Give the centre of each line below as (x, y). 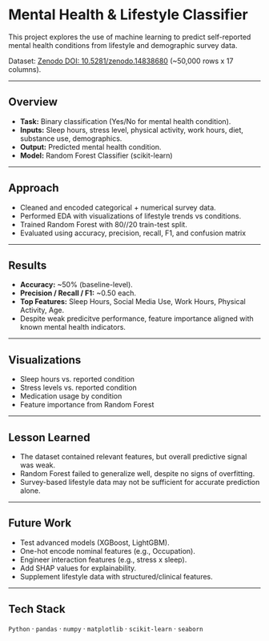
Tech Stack (37, 609)
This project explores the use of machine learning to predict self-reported (130, 37)
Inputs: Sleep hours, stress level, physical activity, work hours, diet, (132, 130)
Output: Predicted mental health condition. (90, 146)
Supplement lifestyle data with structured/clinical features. (116, 576)
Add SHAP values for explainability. (78, 568)
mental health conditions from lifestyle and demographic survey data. (123, 45)
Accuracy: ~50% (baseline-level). (76, 285)
